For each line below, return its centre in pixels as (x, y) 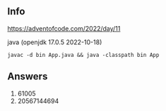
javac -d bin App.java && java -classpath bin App (83, 55)
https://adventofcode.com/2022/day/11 (64, 28)
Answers (28, 77)
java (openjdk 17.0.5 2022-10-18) (55, 42)
